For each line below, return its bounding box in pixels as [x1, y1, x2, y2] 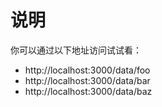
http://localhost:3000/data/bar [24, 74, 151, 86]
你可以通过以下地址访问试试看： [10, 44, 142, 56]
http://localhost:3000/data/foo [24, 64, 151, 76]
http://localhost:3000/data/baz [24, 85, 153, 97]
